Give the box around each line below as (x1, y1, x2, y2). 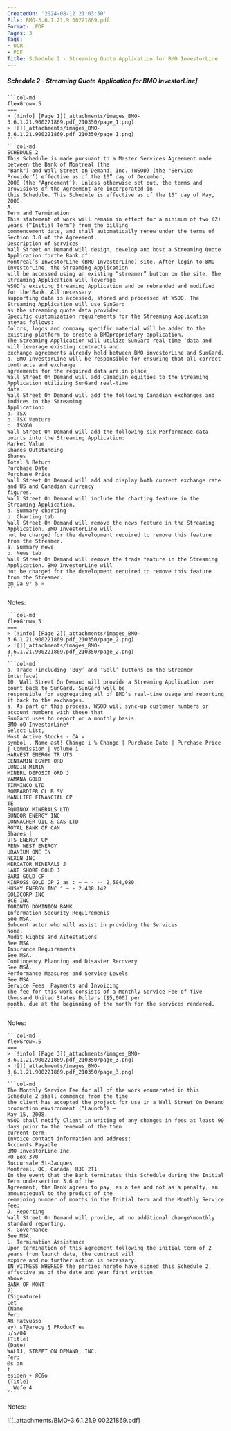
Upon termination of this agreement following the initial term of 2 (7, 1244, 212, 1251)
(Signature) (7, 1293, 41, 1300)
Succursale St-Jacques (7, 1160, 73, 1167)
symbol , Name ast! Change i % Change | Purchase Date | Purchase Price (7, 739, 221, 746)
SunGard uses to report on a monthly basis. (7, 715, 138, 722)
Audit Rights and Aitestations (7, 933, 98, 940)
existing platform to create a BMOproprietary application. (7, 331, 185, 338)
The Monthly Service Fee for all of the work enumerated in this (7, 1087, 199, 1094)
